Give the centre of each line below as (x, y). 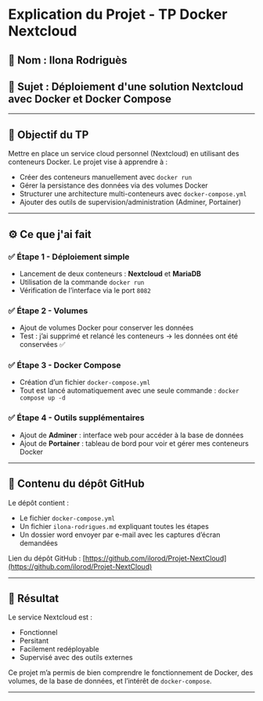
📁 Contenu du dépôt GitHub (76, 484)
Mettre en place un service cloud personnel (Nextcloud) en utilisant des (124, 154)
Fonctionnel (38, 633)
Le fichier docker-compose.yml (67, 518)
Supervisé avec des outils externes (76, 658)
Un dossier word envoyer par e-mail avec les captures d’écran (120, 535)
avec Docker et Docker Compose (90, 99)
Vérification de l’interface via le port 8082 (85, 290)
